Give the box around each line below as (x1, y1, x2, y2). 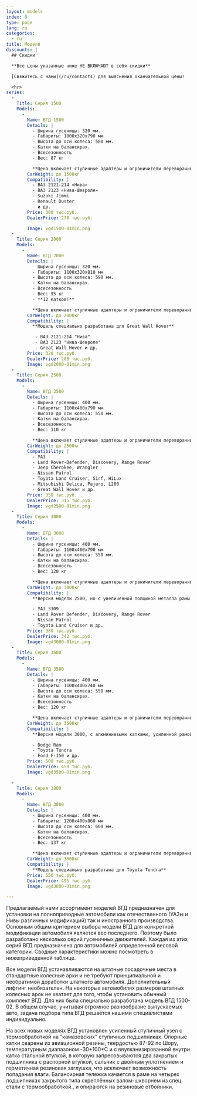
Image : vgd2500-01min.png (27, 503, 91, 509)
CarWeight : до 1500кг (27, 171, 80, 177)
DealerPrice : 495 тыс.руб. (27, 878, 93, 884)
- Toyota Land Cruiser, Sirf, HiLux (32, 476, 122, 482)
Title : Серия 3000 (16, 514, 62, 520)
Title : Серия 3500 (16, 650, 62, 655)
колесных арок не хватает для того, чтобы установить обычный (6, 991, 167, 998)
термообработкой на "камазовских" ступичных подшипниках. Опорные (6, 1033, 188, 1040)
